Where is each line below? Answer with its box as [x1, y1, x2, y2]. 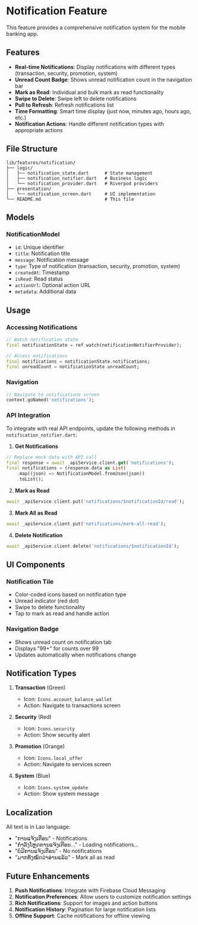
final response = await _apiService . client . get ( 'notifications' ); [6, 460, 174, 466]
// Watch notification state [6, 337, 78, 342]
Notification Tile [6, 577, 54, 585]
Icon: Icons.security [23, 725, 76, 732]
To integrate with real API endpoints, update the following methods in [6, 425, 175, 432]
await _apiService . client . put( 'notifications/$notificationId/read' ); [6, 499, 185, 504]
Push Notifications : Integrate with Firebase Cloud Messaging [14, 887, 166, 894]
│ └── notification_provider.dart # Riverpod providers [6, 180, 159, 186]
